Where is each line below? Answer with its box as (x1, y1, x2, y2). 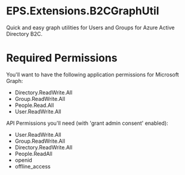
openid (14, 156, 33, 164)
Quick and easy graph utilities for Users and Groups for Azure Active (6, 24, 175, 31)
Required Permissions (6, 51, 118, 65)
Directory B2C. (6, 30, 43, 37)
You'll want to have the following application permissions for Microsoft (6, 70, 179, 78)
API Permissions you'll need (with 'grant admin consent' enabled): (6, 119, 168, 127)
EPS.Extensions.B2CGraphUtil (6, 4, 159, 18)
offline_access (14, 162, 51, 170)
